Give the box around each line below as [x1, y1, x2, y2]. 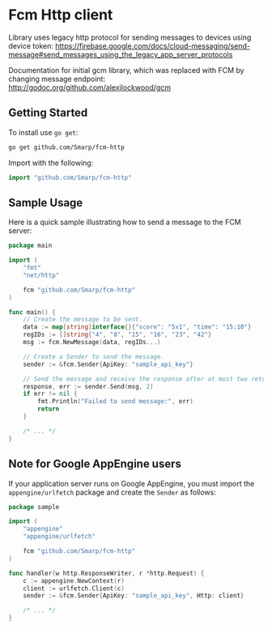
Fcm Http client [8, 6, 113, 24]
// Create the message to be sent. [23, 316, 143, 324]
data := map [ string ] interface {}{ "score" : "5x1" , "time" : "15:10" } [23, 323, 252, 331]
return [37, 405, 60, 414]
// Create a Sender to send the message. [23, 352, 164, 361]
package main [8, 241, 53, 250]
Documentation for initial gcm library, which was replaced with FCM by [8, 65, 244, 74]
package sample [8, 503, 60, 511]
